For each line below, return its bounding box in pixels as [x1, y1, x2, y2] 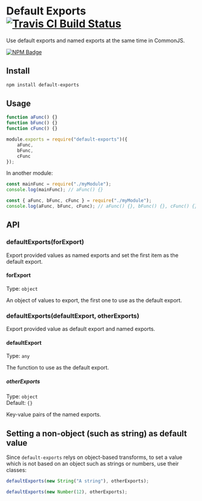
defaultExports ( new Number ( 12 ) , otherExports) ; [6, 488, 128, 495]
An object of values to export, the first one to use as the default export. [6, 296, 182, 304]
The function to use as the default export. [6, 364, 109, 371]
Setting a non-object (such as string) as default [6, 428, 188, 439]
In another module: [6, 169, 53, 177]
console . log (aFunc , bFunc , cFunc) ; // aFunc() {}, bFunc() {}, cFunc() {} [6, 203, 198, 210]
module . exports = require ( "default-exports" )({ [6, 136, 128, 142]
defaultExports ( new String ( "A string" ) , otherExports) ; [6, 478, 149, 484]
